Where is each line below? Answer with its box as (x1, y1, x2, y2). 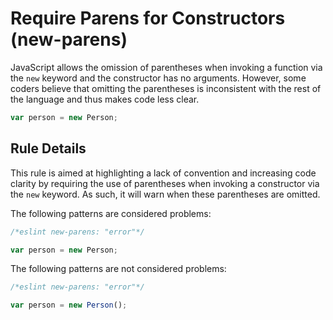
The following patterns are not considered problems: (10, 263, 227, 275)
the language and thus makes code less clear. (10, 93, 200, 105)
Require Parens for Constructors (10, 7, 286, 30)
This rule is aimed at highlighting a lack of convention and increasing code (10, 167, 317, 179)
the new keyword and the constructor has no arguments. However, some (10, 72, 307, 84)
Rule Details (10, 140, 87, 157)
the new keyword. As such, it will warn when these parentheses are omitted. (10, 188, 321, 200)
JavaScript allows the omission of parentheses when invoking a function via (10, 61, 323, 73)
